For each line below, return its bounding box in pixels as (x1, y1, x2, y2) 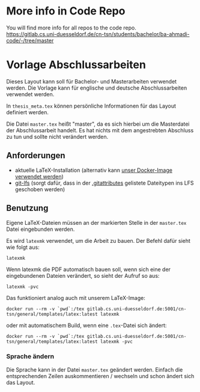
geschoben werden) (14, 185, 65, 193)
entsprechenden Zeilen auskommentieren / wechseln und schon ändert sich (6, 372, 195, 379)
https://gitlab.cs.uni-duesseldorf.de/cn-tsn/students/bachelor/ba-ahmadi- (6, 30, 190, 37)
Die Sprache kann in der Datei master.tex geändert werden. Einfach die (6, 366, 183, 373)
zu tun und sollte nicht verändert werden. (6, 133, 109, 140)
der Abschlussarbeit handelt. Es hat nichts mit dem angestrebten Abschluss (6, 126, 194, 133)
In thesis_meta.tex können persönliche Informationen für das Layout (6, 102, 176, 109)
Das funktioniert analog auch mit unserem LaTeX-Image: (6, 294, 145, 301)
